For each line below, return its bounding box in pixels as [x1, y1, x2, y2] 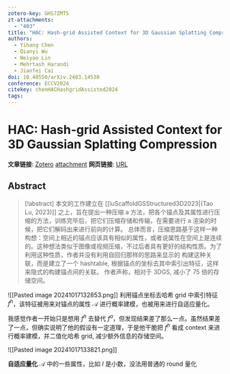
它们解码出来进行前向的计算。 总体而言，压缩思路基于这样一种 [42, 225, 218, 233]
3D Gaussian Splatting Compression [8, 137, 218, 152]
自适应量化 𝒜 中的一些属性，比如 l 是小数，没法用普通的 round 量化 [8, 360, 197, 368]
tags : [8, 93, 23, 100]
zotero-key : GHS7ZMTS [8, 10, 70, 17]
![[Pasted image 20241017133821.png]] [8, 345, 117, 353]
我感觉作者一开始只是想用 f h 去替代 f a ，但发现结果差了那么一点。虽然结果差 [8, 313, 221, 323]
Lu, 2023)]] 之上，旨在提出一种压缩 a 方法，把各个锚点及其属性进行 [24, 208, 214, 216]
